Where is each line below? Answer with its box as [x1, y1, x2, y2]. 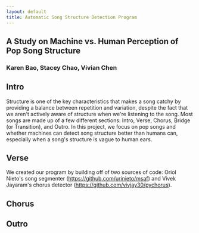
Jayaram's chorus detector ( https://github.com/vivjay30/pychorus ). [6, 181, 172, 188]
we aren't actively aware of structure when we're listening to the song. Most [6, 110, 193, 117]
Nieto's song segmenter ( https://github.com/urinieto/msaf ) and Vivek [6, 175, 176, 182]
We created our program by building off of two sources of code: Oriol [6, 169, 177, 176]
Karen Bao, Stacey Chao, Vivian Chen [6, 63, 117, 72]
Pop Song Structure [6, 45, 81, 55]
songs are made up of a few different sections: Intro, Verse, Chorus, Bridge [6, 117, 191, 124]
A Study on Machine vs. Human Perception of [6, 36, 179, 46]
